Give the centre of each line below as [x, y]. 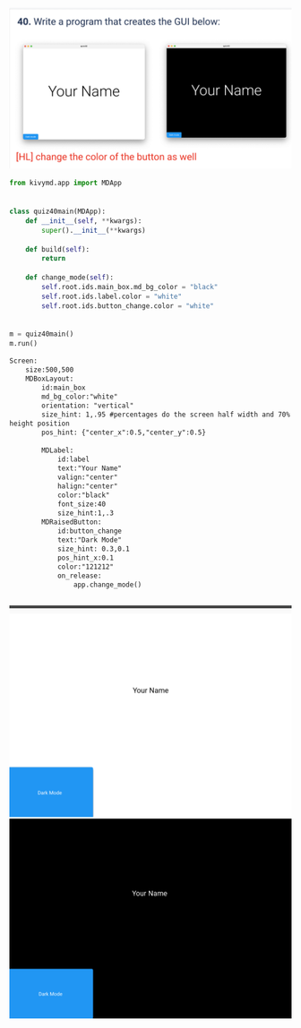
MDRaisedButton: [72, 522]
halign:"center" [87, 486]
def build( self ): [58, 249]
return [54, 259]
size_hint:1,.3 [86, 513]
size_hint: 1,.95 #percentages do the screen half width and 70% [166, 415]
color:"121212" [86, 567]
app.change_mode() [107, 585]
